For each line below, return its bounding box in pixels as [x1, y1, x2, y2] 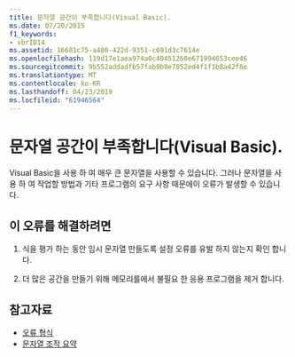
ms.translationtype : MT [9, 71, 97, 80]
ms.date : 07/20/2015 [9, 21, 86, 30]
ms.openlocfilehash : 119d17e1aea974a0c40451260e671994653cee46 [9, 54, 248, 63]
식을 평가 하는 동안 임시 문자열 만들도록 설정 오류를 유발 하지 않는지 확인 [21, 243, 270, 254]
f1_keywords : [9, 29, 58, 38]
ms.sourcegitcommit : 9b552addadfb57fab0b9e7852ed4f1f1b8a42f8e [9, 63, 248, 72]
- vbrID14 [9, 37, 46, 47]
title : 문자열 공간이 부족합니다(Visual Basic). [9, 12, 172, 22]
